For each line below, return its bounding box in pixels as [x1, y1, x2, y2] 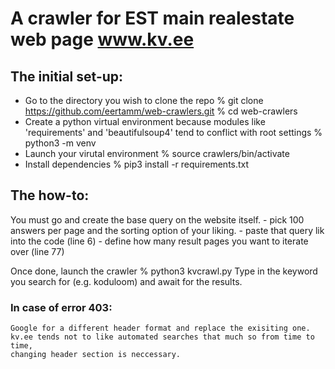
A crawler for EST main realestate [10, 7, 295, 30]
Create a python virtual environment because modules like [24, 116, 266, 127]
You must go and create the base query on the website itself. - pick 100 [10, 213, 305, 226]
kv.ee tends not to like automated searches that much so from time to [10, 332, 315, 342]
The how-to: [10, 187, 90, 204]
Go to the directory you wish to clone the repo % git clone [24, 95, 264, 106]
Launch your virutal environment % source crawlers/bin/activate [24, 148, 290, 159]
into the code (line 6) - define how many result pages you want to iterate [10, 235, 309, 247]
